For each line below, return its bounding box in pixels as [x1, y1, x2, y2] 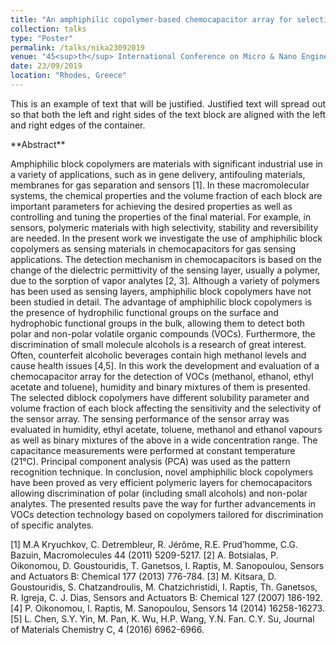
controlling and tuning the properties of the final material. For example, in [10, 211, 312, 223]
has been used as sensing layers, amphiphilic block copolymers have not [10, 285, 312, 297]
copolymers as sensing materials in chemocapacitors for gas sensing [10, 242, 297, 255]
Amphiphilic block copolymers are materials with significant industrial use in [10, 157, 323, 170]
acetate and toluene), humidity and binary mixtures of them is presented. [10, 381, 311, 393]
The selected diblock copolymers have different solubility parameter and [10, 391, 310, 403]
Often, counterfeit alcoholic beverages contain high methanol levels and [10, 349, 307, 361]
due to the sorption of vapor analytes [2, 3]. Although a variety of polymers [10, 274, 320, 286]
